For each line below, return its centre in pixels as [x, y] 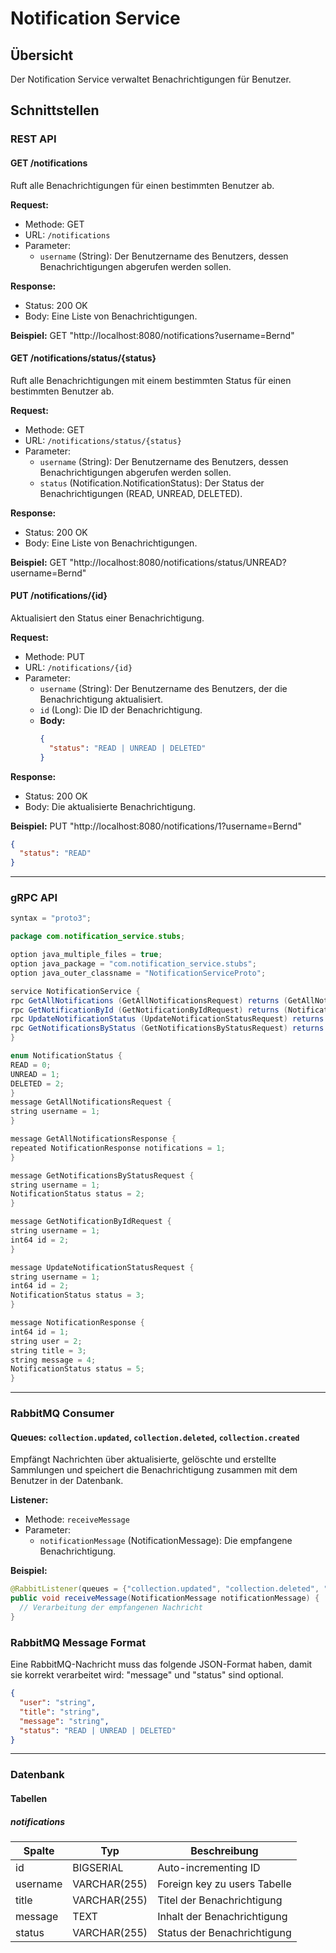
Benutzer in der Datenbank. [67, 1481]
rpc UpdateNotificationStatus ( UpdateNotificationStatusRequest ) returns [167, 1019]
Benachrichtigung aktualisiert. [101, 699]
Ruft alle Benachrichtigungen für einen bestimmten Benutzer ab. [142, 185]
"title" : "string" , [60, 1712]
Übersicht [42, 55]
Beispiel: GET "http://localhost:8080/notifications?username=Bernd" [152, 335]
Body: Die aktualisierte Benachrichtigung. [110, 806]
